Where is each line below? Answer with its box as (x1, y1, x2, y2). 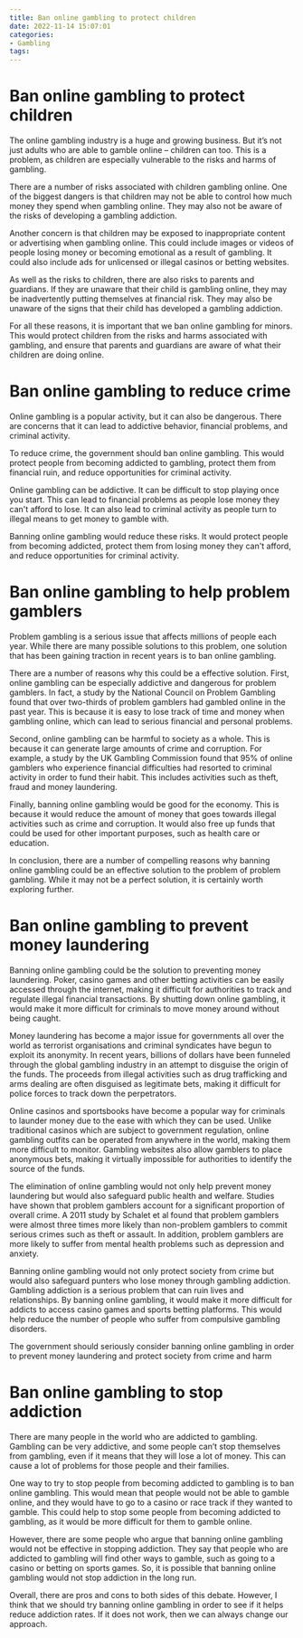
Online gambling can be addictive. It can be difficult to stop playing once (9, 485, 279, 495)
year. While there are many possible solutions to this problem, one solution (9, 640, 288, 652)
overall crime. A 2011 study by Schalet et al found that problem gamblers (9, 1209, 279, 1220)
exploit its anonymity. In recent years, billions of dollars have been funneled (9, 1049, 291, 1060)
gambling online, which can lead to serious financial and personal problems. (9, 716, 293, 727)
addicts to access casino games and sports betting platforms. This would (9, 1304, 282, 1315)
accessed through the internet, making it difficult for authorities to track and (9, 984, 292, 995)
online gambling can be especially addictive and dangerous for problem (9, 677, 277, 688)
